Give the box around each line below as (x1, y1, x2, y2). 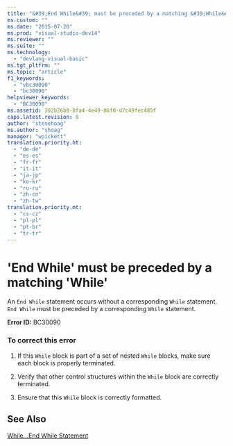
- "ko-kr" (13, 178, 42, 185)
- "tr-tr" (13, 230, 42, 237)
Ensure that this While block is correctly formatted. (17, 393, 162, 402)
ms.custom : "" (7, 17, 49, 24)
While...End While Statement (7, 431, 89, 440)
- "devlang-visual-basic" (13, 56, 89, 63)
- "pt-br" (13, 223, 42, 230)
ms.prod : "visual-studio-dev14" (7, 29, 101, 37)
